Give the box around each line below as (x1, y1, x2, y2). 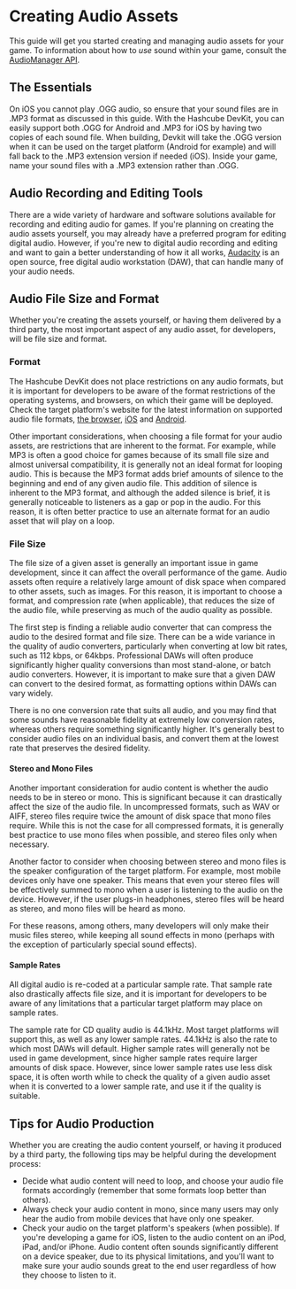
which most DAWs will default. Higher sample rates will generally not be (9, 1044, 270, 1054)
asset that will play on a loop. (9, 516, 115, 526)
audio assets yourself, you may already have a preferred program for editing (9, 228, 287, 238)
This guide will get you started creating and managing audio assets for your (9, 35, 285, 46)
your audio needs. (9, 266, 75, 276)
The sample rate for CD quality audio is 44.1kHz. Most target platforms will (9, 1025, 280, 1036)
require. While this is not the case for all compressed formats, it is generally (9, 820, 285, 831)
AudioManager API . (9, 54, 80, 65)
